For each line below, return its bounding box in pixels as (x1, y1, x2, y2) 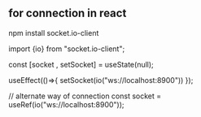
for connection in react (8, 6, 127, 20)
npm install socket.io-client (8, 28, 99, 37)
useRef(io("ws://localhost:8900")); (8, 99, 125, 109)
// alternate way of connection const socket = (8, 91, 162, 101)
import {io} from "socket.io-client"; (8, 44, 125, 54)
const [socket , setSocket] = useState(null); (8, 59, 155, 69)
